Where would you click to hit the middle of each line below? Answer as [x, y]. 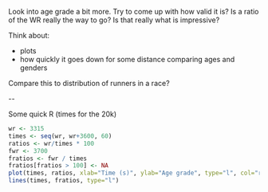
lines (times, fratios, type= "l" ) [64, 181]
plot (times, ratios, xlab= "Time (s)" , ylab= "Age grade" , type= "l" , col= [132, 173]
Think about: [29, 35]
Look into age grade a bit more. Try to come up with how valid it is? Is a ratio [134, 12]
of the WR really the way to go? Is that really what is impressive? [114, 20]
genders [33, 68]
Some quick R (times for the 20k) [63, 114]
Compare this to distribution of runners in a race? [89, 83]
